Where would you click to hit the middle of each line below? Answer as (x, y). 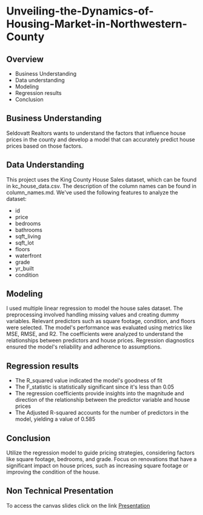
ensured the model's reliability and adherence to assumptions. (84, 347)
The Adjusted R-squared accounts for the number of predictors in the (102, 413)
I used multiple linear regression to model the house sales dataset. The (95, 308)
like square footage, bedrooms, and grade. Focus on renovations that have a (101, 459)
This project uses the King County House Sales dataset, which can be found (101, 179)
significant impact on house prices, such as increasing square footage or (98, 466)
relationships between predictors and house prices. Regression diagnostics (100, 341)
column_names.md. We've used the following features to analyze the (92, 192)
